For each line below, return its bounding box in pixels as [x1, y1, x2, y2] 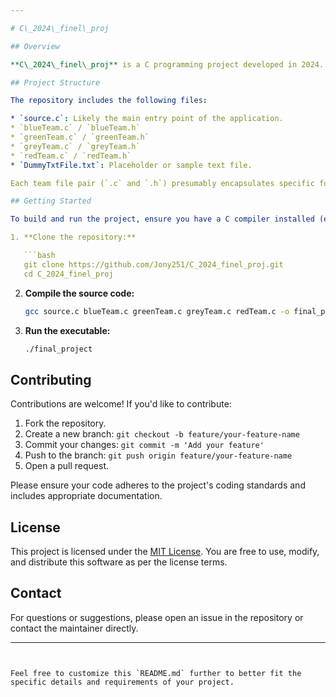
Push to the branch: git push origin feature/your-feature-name [24, 449, 293, 461]
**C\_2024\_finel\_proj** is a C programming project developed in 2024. [10, 59, 325, 70]
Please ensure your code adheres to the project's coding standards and [10, 479, 306, 491]
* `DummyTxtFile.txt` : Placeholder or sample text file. [10, 160, 253, 170]
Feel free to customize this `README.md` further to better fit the [10, 668, 302, 678]
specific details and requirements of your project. [10, 677, 235, 687]
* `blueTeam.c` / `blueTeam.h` [10, 123, 141, 133]
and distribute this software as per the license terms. [10, 556, 228, 568]
